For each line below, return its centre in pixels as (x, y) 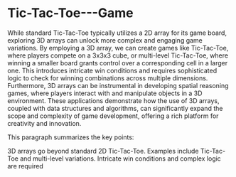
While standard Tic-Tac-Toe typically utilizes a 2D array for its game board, (117, 33)
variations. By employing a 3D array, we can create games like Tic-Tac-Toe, (118, 48)
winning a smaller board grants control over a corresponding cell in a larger (118, 63)
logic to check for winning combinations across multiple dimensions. (108, 78)
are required (26, 166)
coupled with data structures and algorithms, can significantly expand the (115, 108)
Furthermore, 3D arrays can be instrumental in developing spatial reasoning (118, 85)
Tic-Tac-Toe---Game (70, 13)
